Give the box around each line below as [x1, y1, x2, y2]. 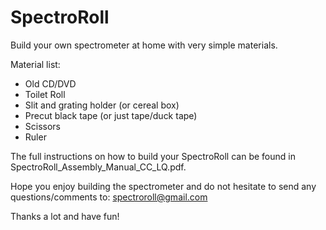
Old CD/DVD [24, 77, 77, 90]
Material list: [10, 58, 61, 70]
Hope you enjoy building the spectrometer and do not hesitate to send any [10, 180, 317, 192]
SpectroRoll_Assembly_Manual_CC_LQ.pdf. [10, 161, 187, 173]
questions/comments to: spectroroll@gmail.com [10, 191, 208, 203]
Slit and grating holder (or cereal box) [24, 99, 180, 111]
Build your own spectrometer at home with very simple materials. [10, 39, 278, 51]
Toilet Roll [24, 88, 66, 100]
